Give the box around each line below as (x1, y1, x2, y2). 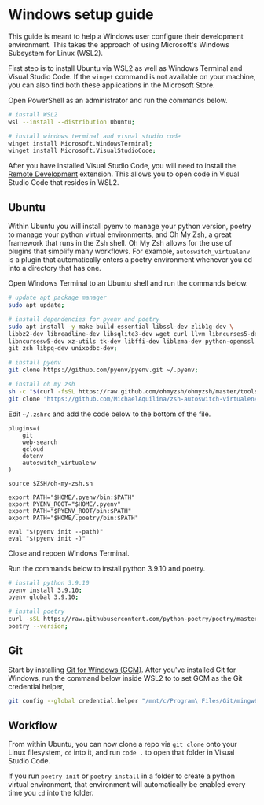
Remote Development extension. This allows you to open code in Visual (8, 169, 240, 179)
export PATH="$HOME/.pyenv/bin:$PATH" (8, 493, 135, 501)
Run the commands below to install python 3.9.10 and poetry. (8, 563, 206, 573)
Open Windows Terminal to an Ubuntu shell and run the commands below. (8, 279, 249, 288)
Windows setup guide (8, 6, 154, 24)
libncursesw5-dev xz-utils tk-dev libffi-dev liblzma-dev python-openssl (8, 337, 255, 345)
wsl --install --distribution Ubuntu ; (8, 118, 135, 126)
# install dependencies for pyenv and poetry (8, 315, 159, 323)
